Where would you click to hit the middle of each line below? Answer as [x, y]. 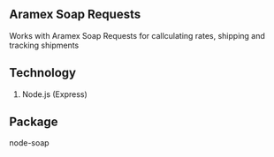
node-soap [30, 143]
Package [34, 122]
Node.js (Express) [55, 94]
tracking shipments [44, 45]
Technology [43, 73]
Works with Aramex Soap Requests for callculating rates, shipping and [137, 35]
